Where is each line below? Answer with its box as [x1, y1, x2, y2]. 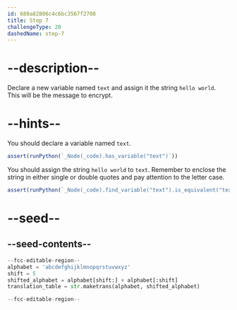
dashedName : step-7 [7, 30, 65, 37]
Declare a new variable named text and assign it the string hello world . [7, 84, 217, 92]
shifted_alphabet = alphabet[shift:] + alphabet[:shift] [7, 276, 178, 284]
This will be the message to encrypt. [7, 91, 113, 99]
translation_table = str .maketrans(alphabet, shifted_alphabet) [7, 283, 200, 290]
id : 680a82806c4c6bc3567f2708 [7, 10, 97, 18]
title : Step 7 [7, 17, 49, 24]
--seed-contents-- [7, 238, 92, 250]
